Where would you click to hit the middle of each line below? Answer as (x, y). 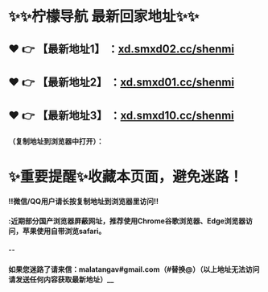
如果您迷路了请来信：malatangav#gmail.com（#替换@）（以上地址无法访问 (134, 269)
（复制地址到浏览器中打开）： (56, 141)
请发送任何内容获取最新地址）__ (61, 279)
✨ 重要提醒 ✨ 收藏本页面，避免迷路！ (126, 177)
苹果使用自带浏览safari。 (64, 232)
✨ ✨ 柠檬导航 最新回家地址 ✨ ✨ (104, 17)
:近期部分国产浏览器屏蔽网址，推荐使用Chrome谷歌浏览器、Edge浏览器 (127, 221)
